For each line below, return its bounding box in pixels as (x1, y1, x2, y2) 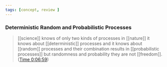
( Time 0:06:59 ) (17, 56, 49, 62)
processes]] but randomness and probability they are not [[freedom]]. (17, 51, 162, 57)
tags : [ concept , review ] (5, 7, 59, 12)
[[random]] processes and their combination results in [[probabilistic (17, 45, 159, 51)
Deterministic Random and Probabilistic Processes (5, 23, 132, 30)
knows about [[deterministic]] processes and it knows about (17, 40, 142, 46)
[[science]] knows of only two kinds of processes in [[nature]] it (17, 35, 150, 41)
